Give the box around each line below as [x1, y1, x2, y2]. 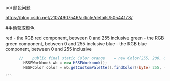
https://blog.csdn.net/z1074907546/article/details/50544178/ [5, 15, 133, 20]
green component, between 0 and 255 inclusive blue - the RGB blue [5, 40, 147, 47]
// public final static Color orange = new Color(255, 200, [18, 56, 162, 61]
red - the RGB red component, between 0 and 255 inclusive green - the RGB [5, 35, 164, 41]
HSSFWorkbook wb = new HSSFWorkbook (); [23, 60, 108, 65]
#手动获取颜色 [5, 25, 35, 31]
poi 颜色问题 [5, 5, 31, 10]
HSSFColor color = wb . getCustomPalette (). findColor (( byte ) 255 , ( [23, 65, 166, 70]
